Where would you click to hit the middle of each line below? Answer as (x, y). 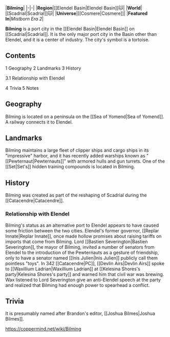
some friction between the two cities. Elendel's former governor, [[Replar (82, 230)
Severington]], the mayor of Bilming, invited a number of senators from (80, 247)
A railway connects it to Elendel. (39, 122)
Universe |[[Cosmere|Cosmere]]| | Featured (102, 13)
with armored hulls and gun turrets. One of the (116, 161)
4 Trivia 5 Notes (22, 88)
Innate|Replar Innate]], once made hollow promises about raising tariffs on (83, 236)
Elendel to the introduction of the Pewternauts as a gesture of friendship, (82, 252)
